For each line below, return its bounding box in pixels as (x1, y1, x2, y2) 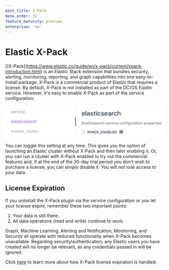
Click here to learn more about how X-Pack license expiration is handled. (5, 259, 157, 265)
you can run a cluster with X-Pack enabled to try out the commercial (5, 153, 148, 159)
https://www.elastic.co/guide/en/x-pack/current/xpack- (27, 63, 143, 69)
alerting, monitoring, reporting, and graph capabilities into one (5, 74, 135, 80)
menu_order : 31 (5, 13, 37, 19)
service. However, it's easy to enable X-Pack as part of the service (5, 90, 144, 96)
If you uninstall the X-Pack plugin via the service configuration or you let (5, 197, 156, 203)
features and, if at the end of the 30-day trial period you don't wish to (5, 159, 150, 165)
